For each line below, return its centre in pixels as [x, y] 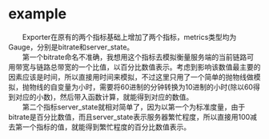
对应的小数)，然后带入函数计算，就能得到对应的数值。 [104, 97]
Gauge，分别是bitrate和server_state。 [71, 47]
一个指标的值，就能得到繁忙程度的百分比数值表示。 [106, 127]
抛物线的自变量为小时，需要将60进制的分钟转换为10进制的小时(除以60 [138, 87]
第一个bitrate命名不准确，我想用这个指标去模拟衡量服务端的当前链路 [135, 57]
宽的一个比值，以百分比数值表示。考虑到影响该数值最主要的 [162, 67]
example [38, 14]
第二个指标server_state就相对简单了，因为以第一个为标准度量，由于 [134, 107]
